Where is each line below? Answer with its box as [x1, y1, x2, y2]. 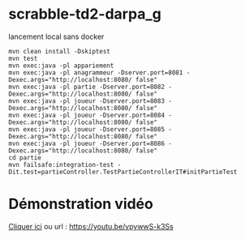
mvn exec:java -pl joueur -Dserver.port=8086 [8, 139, 165, 147]
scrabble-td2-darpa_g [8, 5, 162, 23]
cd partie [8, 153, 42, 162]
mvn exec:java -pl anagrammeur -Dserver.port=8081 [8, 68, 183, 77]
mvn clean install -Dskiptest [8, 47, 111, 55]
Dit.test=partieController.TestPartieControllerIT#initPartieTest [8, 168, 238, 176]
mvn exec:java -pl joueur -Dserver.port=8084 [8, 111, 165, 119]
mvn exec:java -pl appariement [8, 62, 114, 70]
